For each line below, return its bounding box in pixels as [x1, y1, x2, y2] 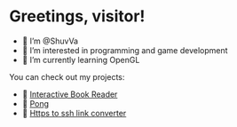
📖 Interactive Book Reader [21, 89, 118, 99]
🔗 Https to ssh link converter [21, 107, 127, 118]
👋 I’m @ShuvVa [21, 36, 78, 46]
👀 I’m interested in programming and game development [21, 44, 228, 55]
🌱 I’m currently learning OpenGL [21, 54, 140, 65]
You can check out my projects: [9, 71, 125, 82]
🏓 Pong [21, 98, 50, 108]
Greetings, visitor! [9, 6, 146, 27]
